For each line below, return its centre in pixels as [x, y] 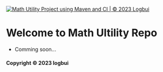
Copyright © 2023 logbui [37, 63]
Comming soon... [35, 49]
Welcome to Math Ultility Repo [82, 33]
